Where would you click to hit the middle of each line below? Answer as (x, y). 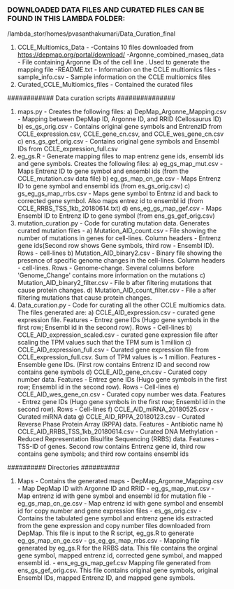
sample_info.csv (41, 77)
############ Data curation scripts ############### (92, 98)
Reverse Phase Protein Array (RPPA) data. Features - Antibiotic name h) (120, 424)
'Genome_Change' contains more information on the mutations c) (111, 275)
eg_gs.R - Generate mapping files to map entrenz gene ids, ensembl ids (120, 156)
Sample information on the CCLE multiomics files (141, 77)
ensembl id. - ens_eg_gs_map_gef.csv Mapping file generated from (114, 563)
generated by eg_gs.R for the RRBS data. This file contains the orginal (117, 548)
